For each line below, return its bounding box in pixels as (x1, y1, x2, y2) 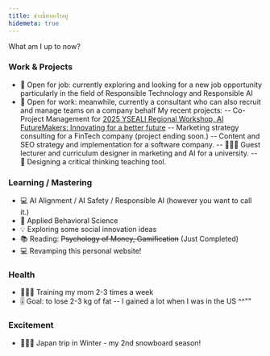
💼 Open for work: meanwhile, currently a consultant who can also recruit (19, 97, 262, 106)
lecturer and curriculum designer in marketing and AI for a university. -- (19, 148, 258, 158)
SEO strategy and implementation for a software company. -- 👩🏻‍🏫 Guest (19, 139, 260, 149)
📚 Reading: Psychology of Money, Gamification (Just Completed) (19, 234, 239, 244)
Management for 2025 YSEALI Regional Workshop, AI (45, 114, 224, 123)
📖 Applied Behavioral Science (19, 216, 118, 226)
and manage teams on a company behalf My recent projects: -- (19, 106, 231, 115)
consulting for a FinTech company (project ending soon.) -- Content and (19, 130, 260, 141)
